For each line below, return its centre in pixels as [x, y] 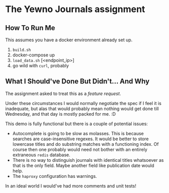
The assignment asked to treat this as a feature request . [63, 93]
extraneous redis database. [41, 155]
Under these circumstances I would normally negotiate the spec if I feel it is [83, 103]
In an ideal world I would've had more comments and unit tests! [71, 186]
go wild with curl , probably [41, 66]
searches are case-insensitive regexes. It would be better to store [80, 139]
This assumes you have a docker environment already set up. [69, 40]
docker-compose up [34, 55]
